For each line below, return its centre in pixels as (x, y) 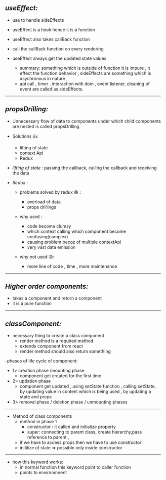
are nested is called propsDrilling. (46, 126)
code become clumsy (49, 226)
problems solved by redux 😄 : (50, 192)
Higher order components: (47, 286)
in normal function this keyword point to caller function (75, 467)
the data (21, 173)
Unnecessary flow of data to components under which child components (86, 121)
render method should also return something (65, 351)
